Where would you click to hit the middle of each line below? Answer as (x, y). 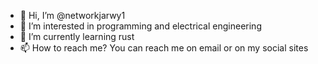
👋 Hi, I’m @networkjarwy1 (72, 15)
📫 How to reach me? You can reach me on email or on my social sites (164, 48)
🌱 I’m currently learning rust (77, 36)
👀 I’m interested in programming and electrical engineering (140, 26)
